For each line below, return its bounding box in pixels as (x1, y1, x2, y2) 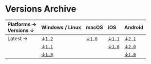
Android (124, 24, 144, 31)
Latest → (7, 35, 28, 42)
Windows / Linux (41, 24, 81, 31)
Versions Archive (5, 3, 76, 15)
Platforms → (7, 21, 37, 28)
